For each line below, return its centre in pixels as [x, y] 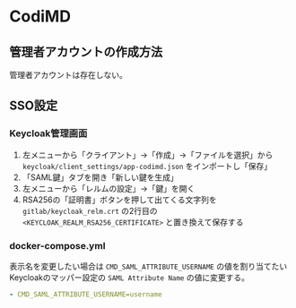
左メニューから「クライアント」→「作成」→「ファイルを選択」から [148, 155]
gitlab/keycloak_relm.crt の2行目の [90, 210]
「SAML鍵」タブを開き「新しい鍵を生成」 [100, 177]
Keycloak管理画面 [48, 133]
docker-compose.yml [57, 245]
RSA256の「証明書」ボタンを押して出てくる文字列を [119, 200]
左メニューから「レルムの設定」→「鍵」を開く [109, 188]
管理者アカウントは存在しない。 [68, 75]
